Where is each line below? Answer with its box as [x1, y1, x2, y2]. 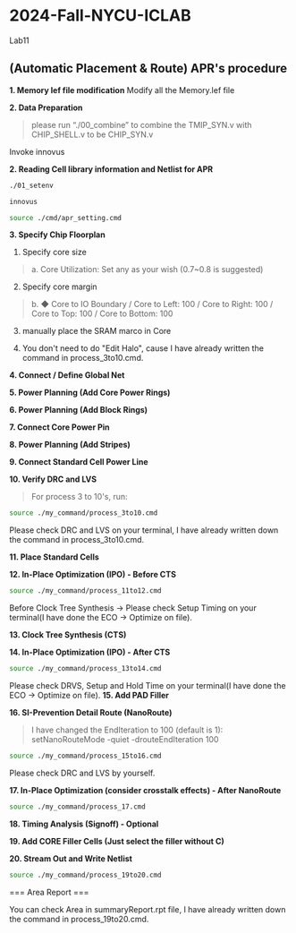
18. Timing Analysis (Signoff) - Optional [9, 818, 159, 829]
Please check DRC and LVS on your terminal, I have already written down [9, 525, 279, 535]
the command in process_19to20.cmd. [9, 913, 149, 924]
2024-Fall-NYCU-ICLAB [9, 5, 191, 26]
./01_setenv [9, 181, 54, 190]
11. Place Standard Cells [9, 552, 100, 562]
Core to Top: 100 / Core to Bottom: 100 [30, 308, 173, 319]
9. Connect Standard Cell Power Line [9, 457, 149, 467]
